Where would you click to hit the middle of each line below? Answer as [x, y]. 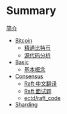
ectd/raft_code [42, 98]
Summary [31, 11]
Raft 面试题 [38, 91]
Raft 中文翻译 [40, 84]
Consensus [29, 76]
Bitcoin [24, 40]
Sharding [26, 104]
